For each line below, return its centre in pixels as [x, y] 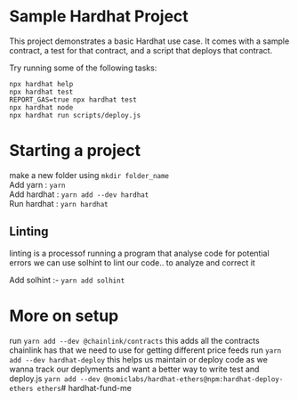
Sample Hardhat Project [99, 16]
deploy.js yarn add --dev [55, 378]
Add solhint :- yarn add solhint [67, 280]
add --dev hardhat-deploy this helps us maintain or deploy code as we [139, 359]
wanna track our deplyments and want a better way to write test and [134, 369]
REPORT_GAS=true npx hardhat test [73, 100]
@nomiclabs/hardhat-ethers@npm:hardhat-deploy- [193, 379]
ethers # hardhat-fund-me [84, 388]
